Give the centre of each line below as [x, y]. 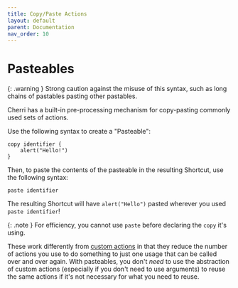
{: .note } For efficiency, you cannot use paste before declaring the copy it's [117, 225]
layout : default [31, 21]
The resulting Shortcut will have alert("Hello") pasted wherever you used [117, 204]
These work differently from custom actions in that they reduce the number [118, 247]
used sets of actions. [38, 117]
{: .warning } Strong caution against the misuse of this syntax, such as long [117, 89]
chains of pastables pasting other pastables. [72, 96]
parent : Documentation [41, 27]
